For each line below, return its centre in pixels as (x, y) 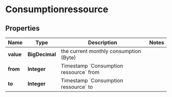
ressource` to (77, 87)
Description (102, 43)
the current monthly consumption (101, 51)
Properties (23, 28)
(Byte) (68, 57)
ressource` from (80, 72)
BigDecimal (42, 54)
